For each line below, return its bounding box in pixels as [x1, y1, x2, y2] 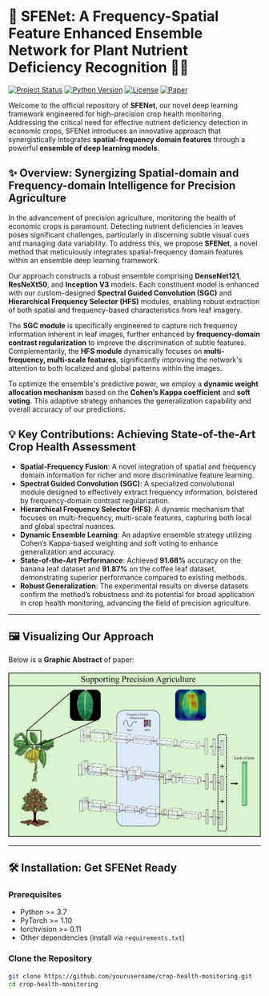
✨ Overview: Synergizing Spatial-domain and [8, 166, 239, 180]
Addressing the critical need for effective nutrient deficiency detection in [8, 117, 248, 127]
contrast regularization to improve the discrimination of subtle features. [8, 337, 247, 348]
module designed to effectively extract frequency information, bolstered [19, 487, 258, 497]
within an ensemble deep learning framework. [8, 255, 160, 265]
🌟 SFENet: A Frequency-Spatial [8, 7, 219, 26]
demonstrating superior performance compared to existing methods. [19, 572, 247, 582]
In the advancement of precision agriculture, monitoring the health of [8, 213, 236, 222]
